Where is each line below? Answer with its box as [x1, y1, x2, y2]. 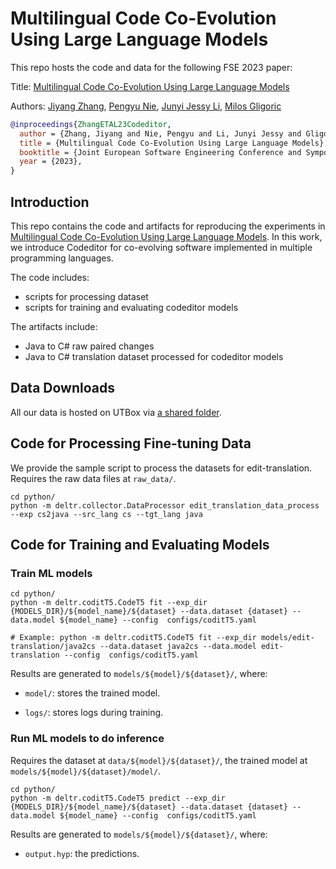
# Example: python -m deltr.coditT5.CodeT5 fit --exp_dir [10, 633, 257, 643]
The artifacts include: [10, 321, 98, 332]
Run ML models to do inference [10, 732, 165, 746]
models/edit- [260, 633, 315, 643]
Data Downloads [10, 380, 115, 397]
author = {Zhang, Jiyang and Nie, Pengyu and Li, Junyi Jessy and [19, 128, 302, 139]
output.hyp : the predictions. [24, 847, 140, 859]
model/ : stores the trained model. [24, 687, 161, 699]
